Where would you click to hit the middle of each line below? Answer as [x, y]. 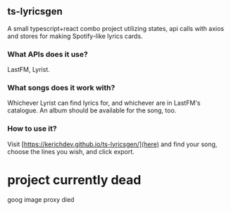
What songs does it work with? [61, 88]
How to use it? [32, 129]
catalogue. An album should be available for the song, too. [92, 110]
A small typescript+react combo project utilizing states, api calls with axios [115, 28]
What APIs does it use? [48, 54]
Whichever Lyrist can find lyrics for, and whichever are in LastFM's [104, 103]
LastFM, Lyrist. [29, 70]
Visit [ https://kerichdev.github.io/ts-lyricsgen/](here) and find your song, [112, 144]
